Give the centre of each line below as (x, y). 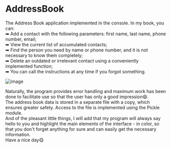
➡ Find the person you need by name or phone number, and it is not (77, 50)
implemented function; (29, 66)
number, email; (21, 39)
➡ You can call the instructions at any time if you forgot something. (76, 71)
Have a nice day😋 (25, 140)
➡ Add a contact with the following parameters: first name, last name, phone (86, 34)
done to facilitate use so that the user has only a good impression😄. (77, 97)
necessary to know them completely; (44, 55)
